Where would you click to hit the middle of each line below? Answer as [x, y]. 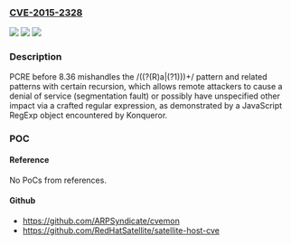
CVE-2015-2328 [46, 13]
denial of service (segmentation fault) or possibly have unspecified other [145, 96]
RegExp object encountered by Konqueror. [89, 115]
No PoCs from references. [58, 180]
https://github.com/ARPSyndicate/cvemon [101, 221]
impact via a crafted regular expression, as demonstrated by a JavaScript [146, 105]
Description [36, 57]
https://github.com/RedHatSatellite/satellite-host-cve [121, 230]
